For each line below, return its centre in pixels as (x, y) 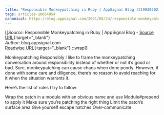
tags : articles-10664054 (30, 14)
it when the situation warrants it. (37, 78)
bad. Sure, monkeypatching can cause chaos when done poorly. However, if (82, 68)
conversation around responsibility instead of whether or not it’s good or (78, 63)
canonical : (16, 19)
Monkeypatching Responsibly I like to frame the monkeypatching (70, 57)
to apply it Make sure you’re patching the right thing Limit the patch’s (74, 102)
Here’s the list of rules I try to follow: (41, 88)
